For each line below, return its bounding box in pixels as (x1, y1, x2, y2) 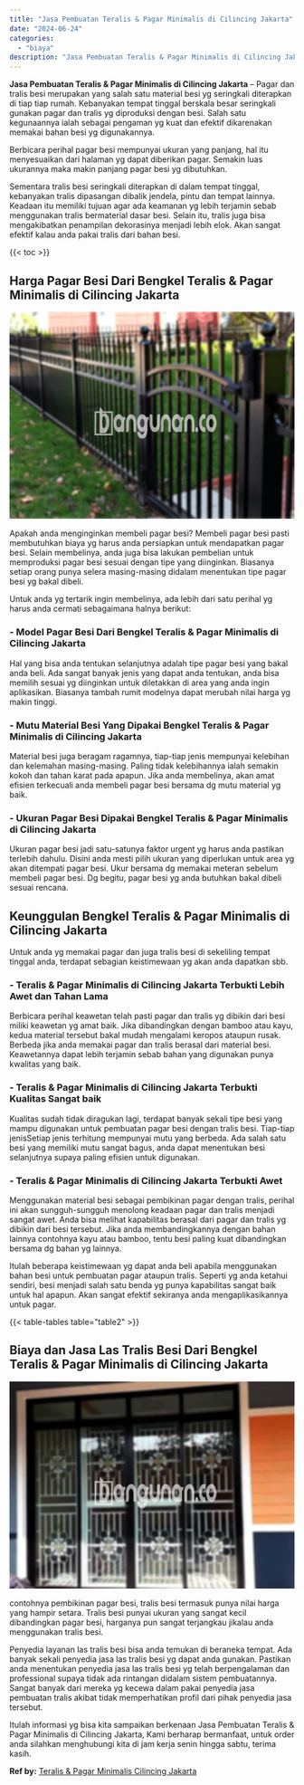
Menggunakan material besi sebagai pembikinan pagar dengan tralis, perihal (9, 1195, 295, 1206)
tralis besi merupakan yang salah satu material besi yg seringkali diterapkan (9, 89, 292, 100)
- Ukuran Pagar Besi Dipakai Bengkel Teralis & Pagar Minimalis (9, 811, 289, 824)
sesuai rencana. (9, 883, 70, 893)
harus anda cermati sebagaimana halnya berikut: (9, 603, 192, 615)
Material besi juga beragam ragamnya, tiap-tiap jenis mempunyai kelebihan (9, 751, 290, 762)
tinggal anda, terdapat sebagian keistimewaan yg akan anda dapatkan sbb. (9, 956, 289, 968)
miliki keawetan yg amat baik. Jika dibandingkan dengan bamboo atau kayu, (9, 1020, 294, 1031)
